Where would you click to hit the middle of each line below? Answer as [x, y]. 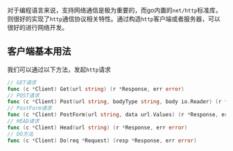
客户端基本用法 [39, 52]
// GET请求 [22, 82]
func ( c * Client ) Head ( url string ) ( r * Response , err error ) [97, 127]
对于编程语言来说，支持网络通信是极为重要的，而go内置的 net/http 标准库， [114, 10]
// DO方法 [20, 134]
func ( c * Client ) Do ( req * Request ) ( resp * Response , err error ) [102, 141]
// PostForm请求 [29, 108]
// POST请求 [23, 96]
